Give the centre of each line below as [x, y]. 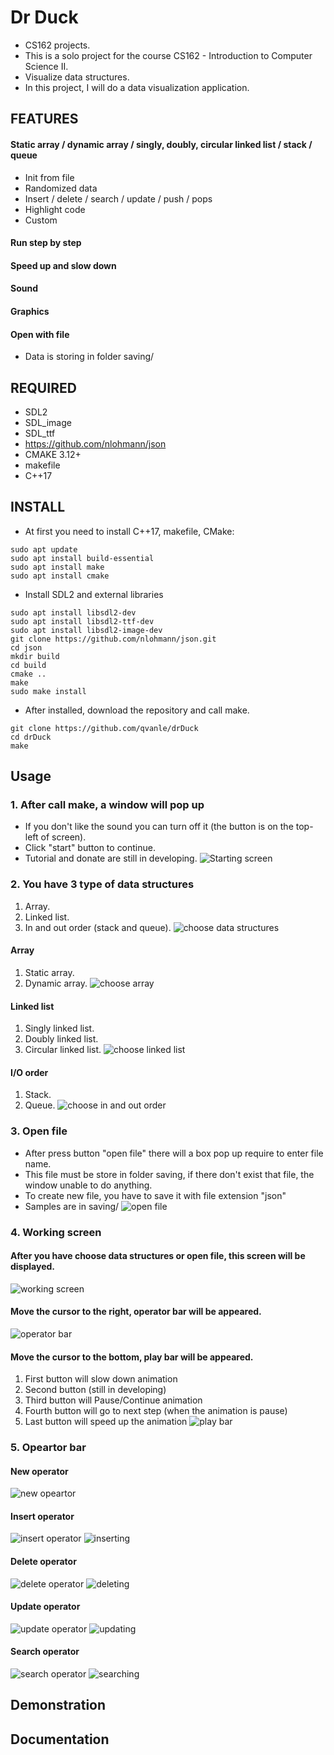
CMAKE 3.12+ [53, 454]
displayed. [32, 1267]
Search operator [45, 1652]
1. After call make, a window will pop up [107, 805]
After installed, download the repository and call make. [137, 710]
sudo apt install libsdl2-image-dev [86, 630]
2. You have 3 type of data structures [102, 884]
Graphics [30, 311]
